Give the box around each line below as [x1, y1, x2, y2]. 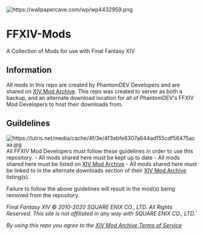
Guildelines [6, 118, 50, 128]
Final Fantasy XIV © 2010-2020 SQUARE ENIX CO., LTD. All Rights [6, 203, 173, 211]
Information [6, 65, 52, 75]
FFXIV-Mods [6, 27, 72, 41]
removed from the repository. [6, 191, 80, 198]
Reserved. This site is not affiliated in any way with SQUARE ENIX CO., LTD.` [6, 209, 198, 217]
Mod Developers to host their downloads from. [6, 100, 123, 108]
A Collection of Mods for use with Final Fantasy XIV [6, 47, 135, 54]
